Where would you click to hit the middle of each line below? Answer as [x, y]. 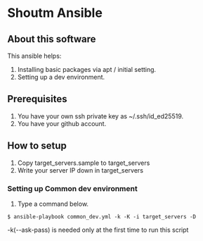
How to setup [37, 146]
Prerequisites [37, 99]
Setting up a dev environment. [61, 77]
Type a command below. [53, 204]
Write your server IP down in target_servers [80, 170]
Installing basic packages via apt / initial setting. [87, 69]
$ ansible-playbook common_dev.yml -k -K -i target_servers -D [102, 216]
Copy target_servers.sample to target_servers [84, 163]
